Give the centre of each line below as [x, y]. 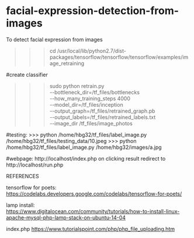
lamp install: [20, 205]
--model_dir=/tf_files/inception [86, 104]
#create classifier [27, 74]
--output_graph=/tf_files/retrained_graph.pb [102, 111]
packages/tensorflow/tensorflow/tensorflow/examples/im [119, 57]
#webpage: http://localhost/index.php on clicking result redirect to [86, 158]
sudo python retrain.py [77, 86]
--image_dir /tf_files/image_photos [91, 123]
